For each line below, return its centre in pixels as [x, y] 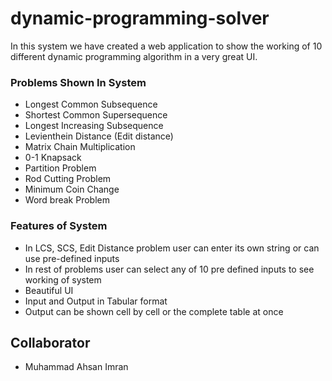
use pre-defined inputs [72, 258]
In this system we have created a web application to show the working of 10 [166, 46]
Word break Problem [67, 200]
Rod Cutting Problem [68, 179]
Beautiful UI [49, 290]
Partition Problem [60, 168]
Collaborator [50, 342]
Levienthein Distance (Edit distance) [99, 136]
